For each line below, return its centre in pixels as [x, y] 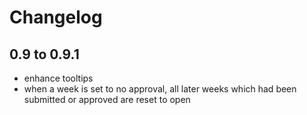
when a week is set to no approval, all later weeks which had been [160, 89]
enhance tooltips [58, 78]
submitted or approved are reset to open [107, 99]
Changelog [56, 17]
